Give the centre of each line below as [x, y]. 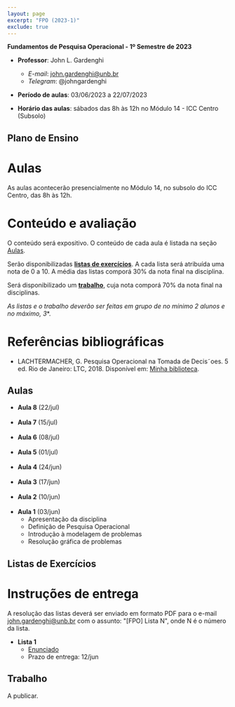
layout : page [26, 14]
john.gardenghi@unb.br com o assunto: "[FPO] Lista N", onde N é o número [117, 621]
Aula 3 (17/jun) [39, 482]
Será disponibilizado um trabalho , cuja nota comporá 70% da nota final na [115, 285]
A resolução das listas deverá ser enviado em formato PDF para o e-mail [112, 613]
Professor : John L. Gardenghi [60, 60]
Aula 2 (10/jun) [39, 497]
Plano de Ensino [43, 138]
